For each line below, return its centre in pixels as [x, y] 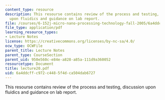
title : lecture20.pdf [27, 69]
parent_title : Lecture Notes [35, 50]
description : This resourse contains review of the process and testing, [82, 14]
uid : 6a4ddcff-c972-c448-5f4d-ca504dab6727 [50, 73]
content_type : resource [29, 10]
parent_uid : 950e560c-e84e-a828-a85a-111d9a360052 [58, 60]
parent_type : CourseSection [34, 55]
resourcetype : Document [29, 64]
